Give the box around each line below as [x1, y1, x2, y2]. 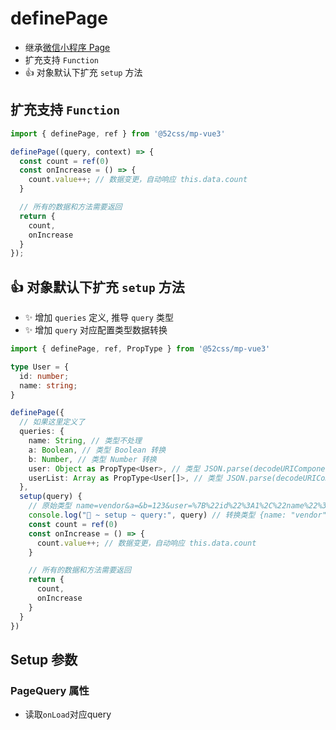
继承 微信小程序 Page [24, 41, 111, 53]
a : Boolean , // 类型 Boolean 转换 [28, 445, 167, 455]
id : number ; [19, 371, 70, 381]
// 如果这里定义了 [19, 417, 86, 427]
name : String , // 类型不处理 [28, 436, 142, 446]
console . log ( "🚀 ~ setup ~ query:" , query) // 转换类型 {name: [28, 510, 287, 521]
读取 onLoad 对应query [24, 708, 112, 721]
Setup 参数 [10, 651, 78, 668]
